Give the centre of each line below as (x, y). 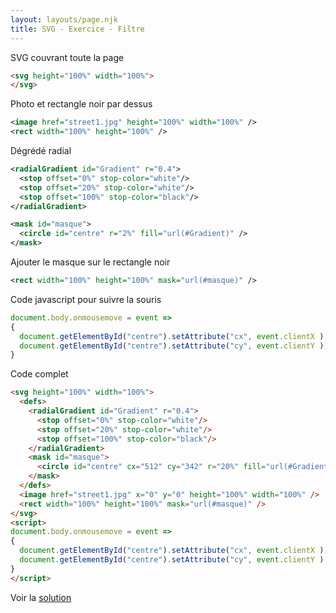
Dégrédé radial (41, 150)
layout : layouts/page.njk (64, 19)
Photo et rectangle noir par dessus (81, 104)
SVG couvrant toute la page (67, 57)
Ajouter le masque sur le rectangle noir (90, 262)
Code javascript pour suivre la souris (86, 299)
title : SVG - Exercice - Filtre (77, 29)
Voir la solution (41, 597)
